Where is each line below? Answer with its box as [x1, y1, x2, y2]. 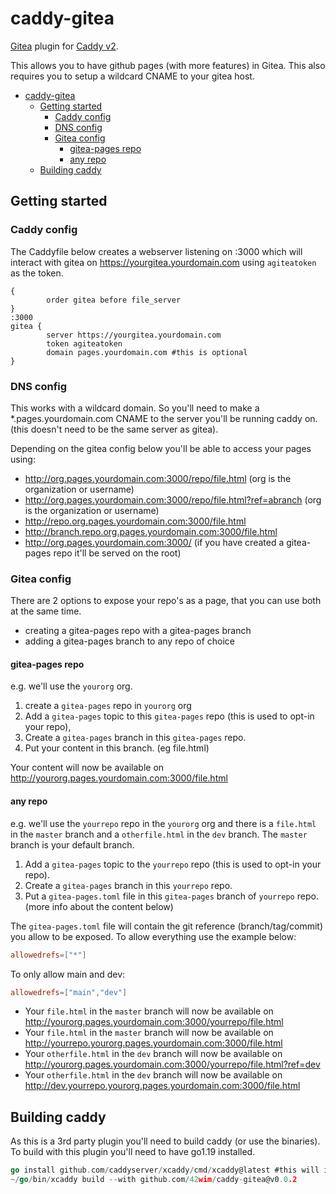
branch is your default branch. [10, 838, 135, 851]
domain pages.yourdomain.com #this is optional [46, 347, 248, 357]
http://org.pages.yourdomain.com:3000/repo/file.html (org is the [24, 472, 292, 484]
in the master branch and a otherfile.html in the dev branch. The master [10, 828, 308, 840]
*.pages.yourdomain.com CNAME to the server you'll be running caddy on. [10, 412, 318, 424]
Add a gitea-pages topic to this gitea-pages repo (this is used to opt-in [24, 710, 315, 722]
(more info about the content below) [24, 900, 174, 912]
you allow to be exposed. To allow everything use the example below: [10, 930, 297, 942]
